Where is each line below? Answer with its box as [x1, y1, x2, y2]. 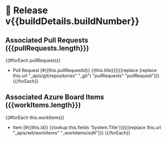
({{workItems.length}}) [5, 101, 81, 109]
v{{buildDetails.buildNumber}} [5, 15, 139, 27]
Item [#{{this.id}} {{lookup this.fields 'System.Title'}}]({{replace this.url [12, 124, 161, 130]
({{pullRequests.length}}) [5, 43, 89, 53]
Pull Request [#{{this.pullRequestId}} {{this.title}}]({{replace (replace [12, 67, 157, 73]
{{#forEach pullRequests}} [5, 57, 61, 63]
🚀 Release [5, 5, 48, 16]
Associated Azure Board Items [5, 93, 105, 102]
